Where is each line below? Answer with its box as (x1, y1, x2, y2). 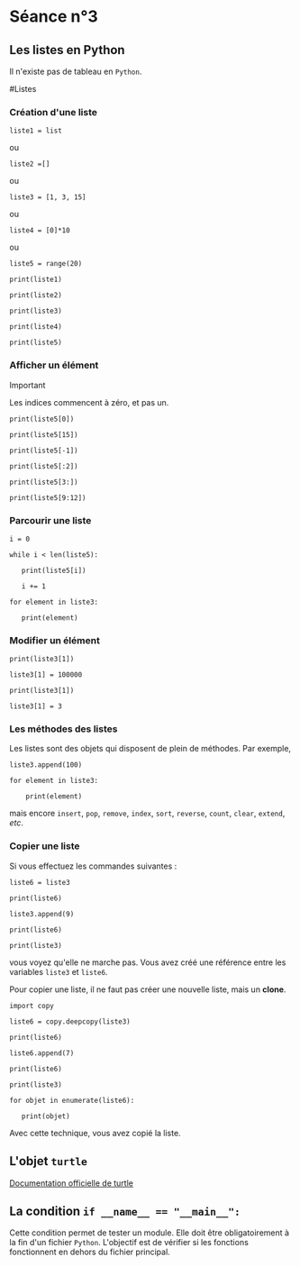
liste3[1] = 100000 (9, 670, 83, 679)
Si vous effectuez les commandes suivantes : (9, 861, 177, 871)
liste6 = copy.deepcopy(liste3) (9, 1016, 131, 1026)
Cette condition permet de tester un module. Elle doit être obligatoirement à (9, 1227, 290, 1238)
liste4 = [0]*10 (9, 226, 70, 235)
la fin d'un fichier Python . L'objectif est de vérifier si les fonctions (9, 1237, 250, 1248)
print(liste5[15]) (9, 430, 78, 439)
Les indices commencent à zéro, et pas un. (9, 396, 169, 407)
